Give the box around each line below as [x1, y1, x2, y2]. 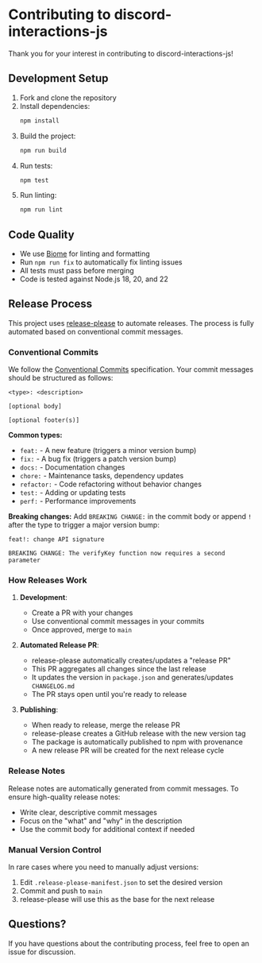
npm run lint [19, 206, 64, 214]
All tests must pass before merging [19, 266, 135, 276]
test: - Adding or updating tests [19, 488, 126, 497]
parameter [8, 556, 41, 565]
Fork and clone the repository [19, 93, 117, 102]
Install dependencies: [19, 101, 91, 110]
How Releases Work [8, 574, 87, 586]
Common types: [8, 431, 63, 440]
